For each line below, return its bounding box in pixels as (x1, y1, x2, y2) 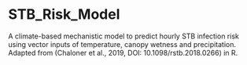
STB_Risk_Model (8, 5, 120, 23)
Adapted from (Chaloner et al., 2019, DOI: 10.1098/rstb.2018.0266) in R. (8, 48, 238, 57)
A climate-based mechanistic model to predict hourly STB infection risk (8, 31, 240, 41)
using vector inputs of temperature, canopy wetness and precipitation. (8, 39, 237, 49)
